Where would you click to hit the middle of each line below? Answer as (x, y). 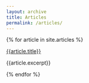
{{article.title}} (24, 51)
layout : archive (26, 12)
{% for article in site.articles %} (45, 40)
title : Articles (26, 17)
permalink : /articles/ (34, 23)
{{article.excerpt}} (28, 63)
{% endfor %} (23, 75)
